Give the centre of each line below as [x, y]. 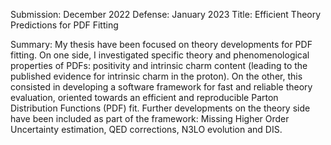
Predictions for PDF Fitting [64, 25]
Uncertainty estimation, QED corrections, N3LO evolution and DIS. [146, 129]
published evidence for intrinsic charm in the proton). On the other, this [156, 76]
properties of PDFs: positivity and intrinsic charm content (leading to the [159, 65]
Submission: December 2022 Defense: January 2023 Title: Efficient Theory [166, 14]
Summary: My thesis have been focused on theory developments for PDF [161, 44]
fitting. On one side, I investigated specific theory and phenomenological [160, 55]
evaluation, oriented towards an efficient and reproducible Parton [144, 97]
